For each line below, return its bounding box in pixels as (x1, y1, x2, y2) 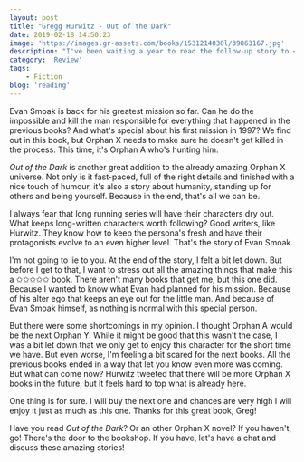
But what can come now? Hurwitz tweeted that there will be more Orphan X (9, 368, 291, 379)
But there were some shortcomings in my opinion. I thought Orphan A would (9, 320, 293, 331)
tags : (9, 64, 30, 73)
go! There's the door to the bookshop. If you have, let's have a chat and (9, 432, 277, 443)
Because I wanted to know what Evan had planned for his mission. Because (9, 283, 291, 294)
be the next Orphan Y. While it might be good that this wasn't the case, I (9, 330, 278, 341)
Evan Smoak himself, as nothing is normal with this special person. (9, 303, 258, 313)
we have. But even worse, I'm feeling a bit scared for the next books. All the (9, 349, 291, 360)
